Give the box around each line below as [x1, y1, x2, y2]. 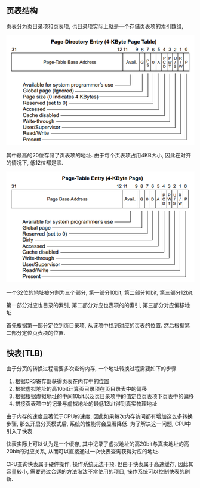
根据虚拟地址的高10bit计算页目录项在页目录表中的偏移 [14, 385, 147, 393]
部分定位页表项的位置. [11, 329, 66, 336]
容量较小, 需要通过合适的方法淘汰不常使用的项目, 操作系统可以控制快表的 [6, 468, 185, 475]
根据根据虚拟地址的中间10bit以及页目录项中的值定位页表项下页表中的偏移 [14, 393, 194, 400]
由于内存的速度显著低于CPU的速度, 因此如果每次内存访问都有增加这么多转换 [6, 413, 193, 420]
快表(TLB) [6, 348, 43, 358]
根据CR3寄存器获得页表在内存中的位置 [14, 378, 109, 385]
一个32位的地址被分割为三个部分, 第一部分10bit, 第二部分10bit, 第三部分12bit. [6, 289, 194, 296]
